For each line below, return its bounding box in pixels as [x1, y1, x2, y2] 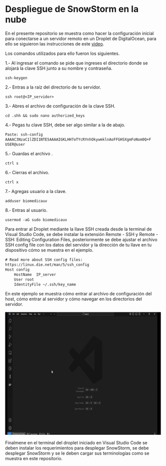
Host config [5, 267, 30, 272]
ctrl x [5, 180, 19, 185]
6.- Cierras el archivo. [5, 169, 49, 175]
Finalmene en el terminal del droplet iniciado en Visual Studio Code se [5, 439, 148, 446]
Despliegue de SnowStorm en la [5, 3, 139, 15]
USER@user [5, 142, 26, 147]
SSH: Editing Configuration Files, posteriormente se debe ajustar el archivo [5, 236, 158, 242]
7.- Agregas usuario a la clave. [5, 188, 67, 194]
